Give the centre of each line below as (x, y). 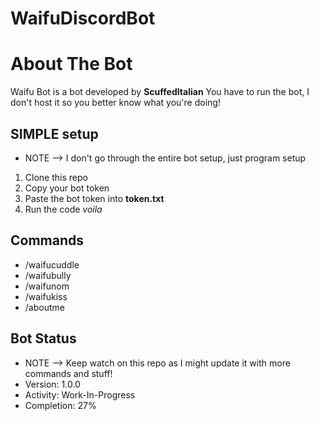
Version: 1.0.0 (52, 384)
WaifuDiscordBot (83, 18)
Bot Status (43, 338)
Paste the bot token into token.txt (94, 198)
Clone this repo (56, 177)
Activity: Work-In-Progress (80, 394)
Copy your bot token (67, 188)
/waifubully (48, 275)
